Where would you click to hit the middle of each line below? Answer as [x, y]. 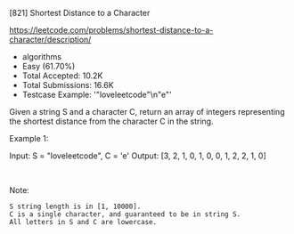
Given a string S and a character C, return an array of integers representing [147, 112]
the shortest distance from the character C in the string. [111, 121]
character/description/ [50, 40]
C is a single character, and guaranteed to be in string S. [125, 214]
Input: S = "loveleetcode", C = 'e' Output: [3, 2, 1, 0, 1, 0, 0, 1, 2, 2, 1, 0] [138, 156]
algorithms [42, 56]
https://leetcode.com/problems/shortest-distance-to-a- [111, 30]
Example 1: [29, 138]
